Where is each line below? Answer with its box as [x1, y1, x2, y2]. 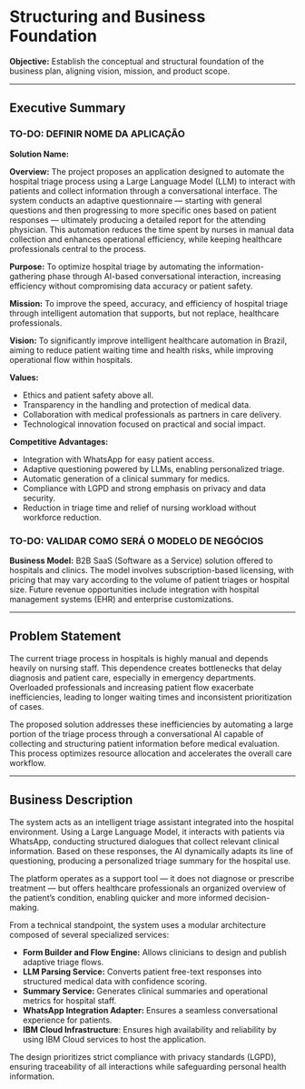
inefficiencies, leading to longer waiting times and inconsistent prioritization [9, 691, 292, 702]
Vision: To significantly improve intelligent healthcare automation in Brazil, [9, 335, 288, 346]
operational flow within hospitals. [9, 354, 133, 365]
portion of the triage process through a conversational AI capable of [9, 728, 264, 739]
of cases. [9, 701, 44, 711]
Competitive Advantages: [9, 436, 109, 447]
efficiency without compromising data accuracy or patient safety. [9, 280, 253, 291]
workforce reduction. [22, 511, 102, 522]
